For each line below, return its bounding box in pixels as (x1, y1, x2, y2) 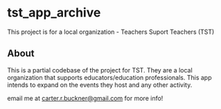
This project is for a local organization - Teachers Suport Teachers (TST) (7, 28, 215, 36)
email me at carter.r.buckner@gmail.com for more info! (7, 94, 163, 102)
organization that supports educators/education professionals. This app (7, 73, 212, 81)
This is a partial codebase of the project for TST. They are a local (7, 66, 193, 74)
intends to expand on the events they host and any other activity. (7, 81, 193, 89)
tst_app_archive (7, 5, 101, 21)
